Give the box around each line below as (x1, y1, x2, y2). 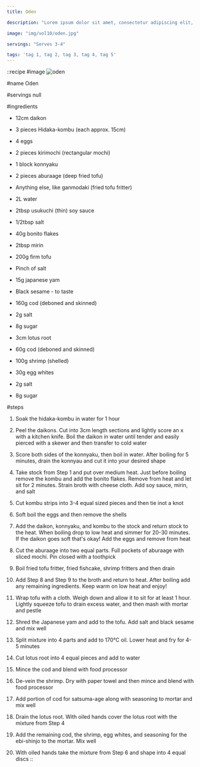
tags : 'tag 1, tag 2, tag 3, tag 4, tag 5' (7, 52, 117, 58)
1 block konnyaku (15, 161, 58, 168)
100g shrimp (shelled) (15, 358, 69, 365)
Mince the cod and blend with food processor (15, 666, 127, 673)
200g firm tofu (15, 253, 52, 260)
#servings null (7, 91, 42, 98)
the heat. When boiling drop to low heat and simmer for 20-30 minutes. (15, 529, 190, 536)
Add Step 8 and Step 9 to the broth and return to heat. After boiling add (15, 577, 190, 584)
